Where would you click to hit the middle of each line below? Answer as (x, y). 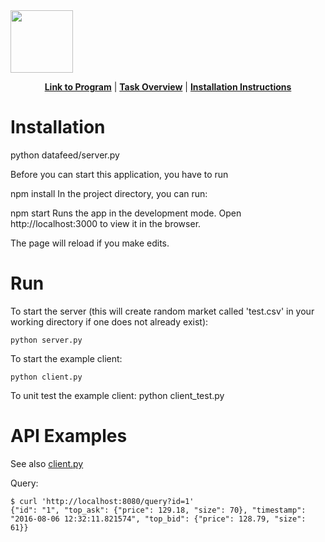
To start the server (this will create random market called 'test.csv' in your (162, 311)
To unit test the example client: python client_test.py (117, 395)
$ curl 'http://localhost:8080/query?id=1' (102, 501)
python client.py (46, 377)
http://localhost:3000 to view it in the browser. (106, 223)
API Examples (69, 436)
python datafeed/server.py (65, 155)
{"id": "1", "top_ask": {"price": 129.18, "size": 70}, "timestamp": (158, 510)
